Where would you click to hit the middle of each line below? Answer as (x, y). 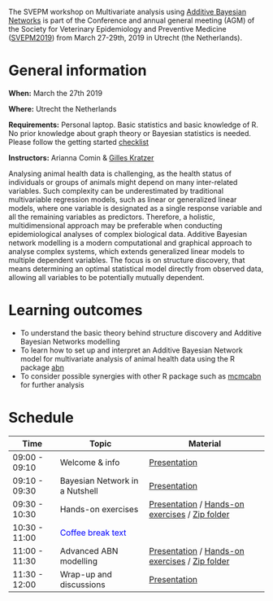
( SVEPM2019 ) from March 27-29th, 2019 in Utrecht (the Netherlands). (125, 37)
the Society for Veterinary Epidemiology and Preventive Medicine (117, 29)
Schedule (41, 418)
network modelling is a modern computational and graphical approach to (130, 243)
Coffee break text (93, 533)
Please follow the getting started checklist (78, 142)
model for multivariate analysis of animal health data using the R (128, 358)
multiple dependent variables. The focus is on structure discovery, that (127, 260)
